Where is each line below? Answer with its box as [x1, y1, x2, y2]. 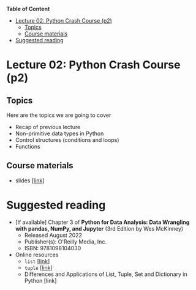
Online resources [15, 251, 59, 258]
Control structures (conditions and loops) [15, 136, 119, 143]
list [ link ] [24, 257, 50, 265]
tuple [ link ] [24, 264, 53, 271]
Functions [15, 143, 41, 150]
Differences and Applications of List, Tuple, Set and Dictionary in [24, 270, 188, 278]
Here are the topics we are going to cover [6, 111, 111, 119]
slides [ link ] [15, 177, 45, 184]
